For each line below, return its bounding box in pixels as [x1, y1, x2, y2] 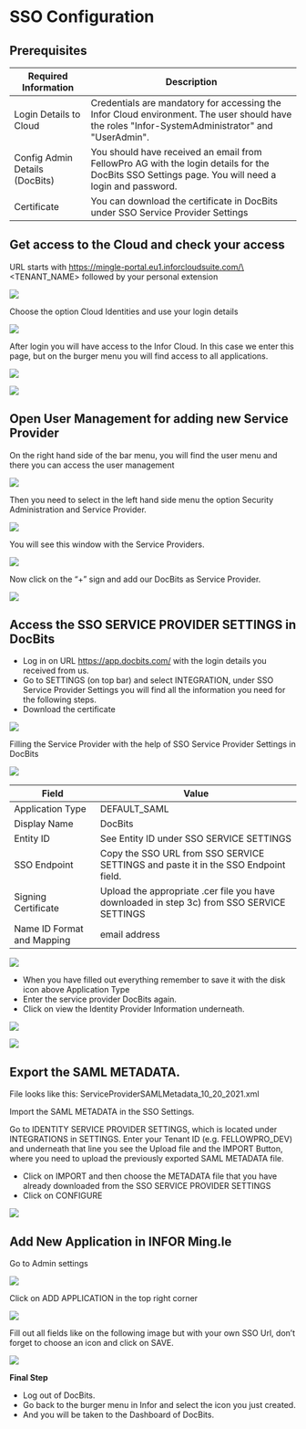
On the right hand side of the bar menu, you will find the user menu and [9, 449, 278, 460]
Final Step [9, 1372, 48, 1383]
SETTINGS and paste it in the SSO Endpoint [99, 858, 286, 871]
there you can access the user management [9, 459, 175, 470]
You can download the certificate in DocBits [90, 194, 278, 207]
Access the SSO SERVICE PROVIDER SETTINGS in [9, 617, 297, 633]
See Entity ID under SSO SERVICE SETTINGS [99, 833, 291, 846]
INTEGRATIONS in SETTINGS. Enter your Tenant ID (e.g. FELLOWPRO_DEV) [9, 1134, 293, 1145]
